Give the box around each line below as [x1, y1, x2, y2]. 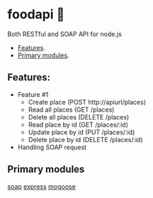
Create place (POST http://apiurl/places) [28, 98, 147, 106]
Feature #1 [17, 90, 49, 98]
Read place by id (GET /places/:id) [28, 120, 129, 129]
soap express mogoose [7, 182, 76, 190]
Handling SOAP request [17, 143, 87, 151]
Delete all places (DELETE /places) [28, 112, 130, 121]
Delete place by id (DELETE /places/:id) [28, 135, 143, 144]
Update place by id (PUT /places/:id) [28, 127, 135, 136]
